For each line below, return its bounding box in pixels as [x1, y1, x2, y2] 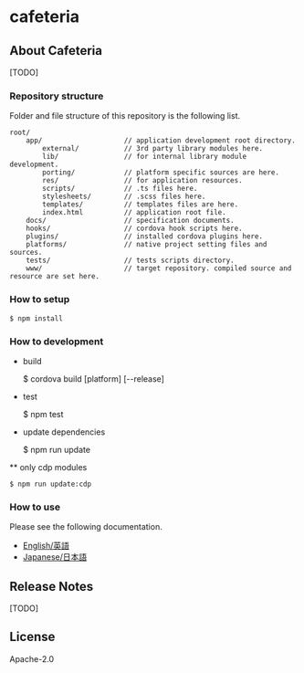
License [9, 629, 56, 645]
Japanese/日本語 [22, 552, 88, 563]
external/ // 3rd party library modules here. [42, 144, 263, 153]
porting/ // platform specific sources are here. [42, 168, 280, 177]
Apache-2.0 [9, 653, 55, 664]
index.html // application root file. [42, 208, 226, 217]
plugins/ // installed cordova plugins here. [26, 232, 263, 241]
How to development [9, 335, 104, 348]
